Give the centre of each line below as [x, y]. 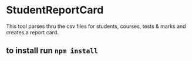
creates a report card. [32, 32]
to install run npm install [52, 51]
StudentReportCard [55, 10]
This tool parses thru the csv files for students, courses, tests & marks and [96, 26]
